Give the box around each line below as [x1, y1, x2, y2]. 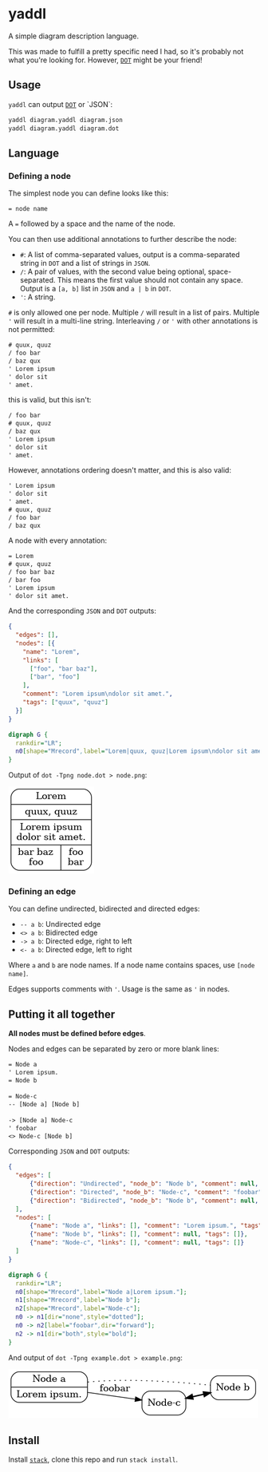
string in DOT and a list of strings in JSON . [19, 259, 151, 268]
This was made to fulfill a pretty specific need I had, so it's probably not [8, 46, 244, 56]
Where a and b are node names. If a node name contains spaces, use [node [8, 960, 255, 970]
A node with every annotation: [8, 536, 108, 545]
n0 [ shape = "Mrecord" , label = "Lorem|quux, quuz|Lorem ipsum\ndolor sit [15, 747, 248, 755]
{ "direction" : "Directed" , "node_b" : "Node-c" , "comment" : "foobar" [29, 1188, 262, 1196]
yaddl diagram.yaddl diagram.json [8, 116, 124, 124]
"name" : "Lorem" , [22, 647, 81, 655]
